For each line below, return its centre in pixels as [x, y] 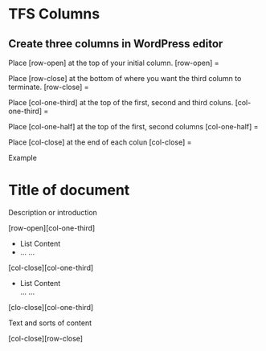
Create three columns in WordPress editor [116, 44]
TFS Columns [54, 14]
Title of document [69, 190]
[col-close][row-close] [45, 338]
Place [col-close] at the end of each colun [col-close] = [100, 142]
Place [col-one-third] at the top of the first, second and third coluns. [121, 102]
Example [23, 158]
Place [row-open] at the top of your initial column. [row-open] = [114, 63]
